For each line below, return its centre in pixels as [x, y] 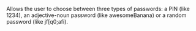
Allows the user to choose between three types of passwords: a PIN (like [98, 9]
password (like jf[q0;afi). [37, 22]
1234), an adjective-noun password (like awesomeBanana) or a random [96, 15]
